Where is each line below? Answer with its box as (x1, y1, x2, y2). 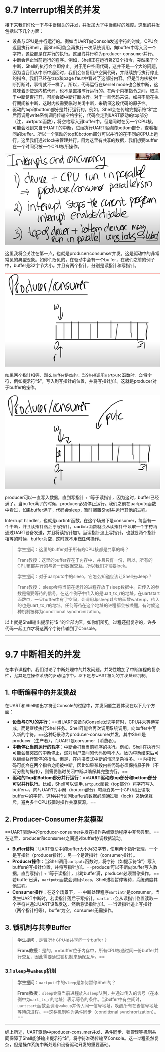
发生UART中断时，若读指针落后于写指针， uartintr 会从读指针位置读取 (12, 895, 154, 901)
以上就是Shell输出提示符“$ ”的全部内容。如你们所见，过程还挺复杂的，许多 (5, 619, 156, 625)
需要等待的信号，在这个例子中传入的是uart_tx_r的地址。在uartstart (26, 590, 160, 596)
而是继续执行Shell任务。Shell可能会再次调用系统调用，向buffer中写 (21, 725, 156, 731)
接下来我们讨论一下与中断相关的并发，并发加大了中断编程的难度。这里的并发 (5, 22, 160, 28)
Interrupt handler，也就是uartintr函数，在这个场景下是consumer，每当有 (5, 518, 152, 524)
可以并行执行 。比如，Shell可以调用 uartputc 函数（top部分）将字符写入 (12, 781, 154, 787)
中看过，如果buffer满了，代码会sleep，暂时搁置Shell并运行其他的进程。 (5, 507, 150, 513)
